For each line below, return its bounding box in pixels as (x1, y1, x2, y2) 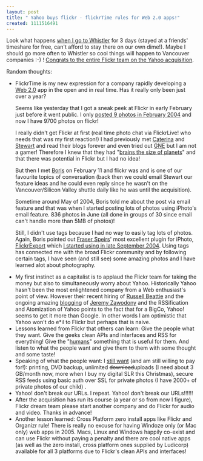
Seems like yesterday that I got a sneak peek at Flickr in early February (15, 105, 193, 112)
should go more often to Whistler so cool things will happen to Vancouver (6, 50, 190, 57)
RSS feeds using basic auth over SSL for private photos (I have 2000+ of (15, 376, 197, 384)
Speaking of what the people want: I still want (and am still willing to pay (15, 357, 195, 365)
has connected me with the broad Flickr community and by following (15, 249, 187, 256)
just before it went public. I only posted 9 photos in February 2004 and (15, 111, 192, 119)
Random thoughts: (6, 68, 53, 75)
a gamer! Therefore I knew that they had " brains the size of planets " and (15, 148, 196, 156)
